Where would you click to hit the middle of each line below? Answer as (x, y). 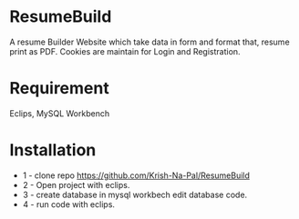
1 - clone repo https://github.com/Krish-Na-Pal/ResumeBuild (136, 175)
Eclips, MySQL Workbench (60, 113)
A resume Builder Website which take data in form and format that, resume (149, 42)
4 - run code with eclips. (69, 204)
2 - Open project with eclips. (76, 184)
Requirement (59, 89)
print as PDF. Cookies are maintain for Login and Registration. (125, 51)
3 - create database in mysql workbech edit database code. (135, 194)
